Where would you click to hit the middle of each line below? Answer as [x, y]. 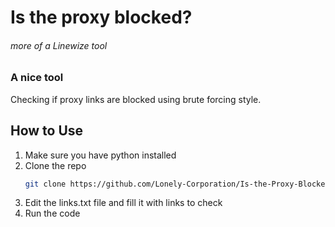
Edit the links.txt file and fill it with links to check [123, 203]
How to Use [47, 131]
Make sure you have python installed [100, 155]
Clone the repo [55, 165]
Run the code [52, 213]
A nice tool [37, 78]
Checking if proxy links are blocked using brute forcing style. [136, 99]
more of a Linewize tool [59, 45]
